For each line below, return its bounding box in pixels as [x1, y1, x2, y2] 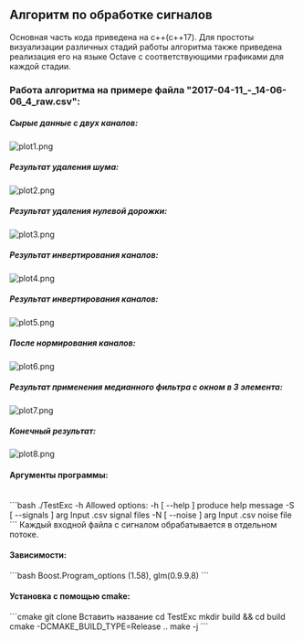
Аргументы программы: [9, 470, 109, 481]
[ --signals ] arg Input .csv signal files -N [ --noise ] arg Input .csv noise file [9, 509, 292, 520]
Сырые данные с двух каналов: [9, 118, 139, 129]
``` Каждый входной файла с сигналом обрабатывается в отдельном [9, 518, 277, 529]
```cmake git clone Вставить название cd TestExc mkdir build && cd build [9, 612, 286, 623]
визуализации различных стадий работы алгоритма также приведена [9, 41, 283, 52]
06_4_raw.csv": [9, 95, 80, 108]
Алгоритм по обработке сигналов [9, 7, 213, 23]
